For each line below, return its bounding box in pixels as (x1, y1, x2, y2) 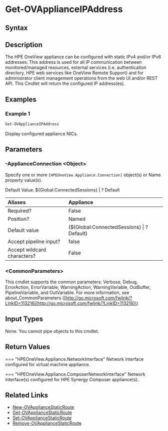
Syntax (5, 24, 28, 32)
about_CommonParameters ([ (5, 295, 66, 301)
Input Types (5, 315, 43, 324)
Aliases (7, 198, 26, 205)
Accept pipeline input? (7, 238, 60, 245)
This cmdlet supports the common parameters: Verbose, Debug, (5, 279, 138, 285)
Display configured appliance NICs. (5, 131, 78, 137)
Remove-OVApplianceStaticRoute (12, 420, 81, 426)
